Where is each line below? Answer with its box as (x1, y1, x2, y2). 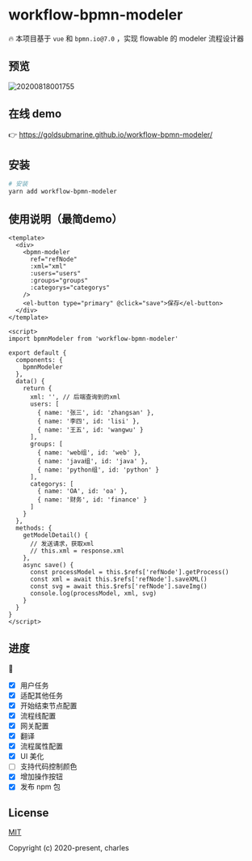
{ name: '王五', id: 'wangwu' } (37, 425, 144, 434)
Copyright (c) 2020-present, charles (8, 843, 129, 853)
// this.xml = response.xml (29, 547, 125, 555)
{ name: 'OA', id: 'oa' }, (37, 487, 128, 495)
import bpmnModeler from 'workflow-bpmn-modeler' (8, 335, 179, 343)
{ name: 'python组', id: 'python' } (37, 466, 160, 474)
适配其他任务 (19, 690, 63, 700)
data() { (15, 377, 45, 386)
